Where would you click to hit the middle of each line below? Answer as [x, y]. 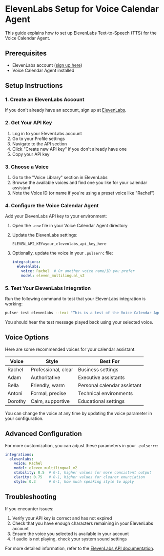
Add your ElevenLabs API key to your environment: [56, 216]
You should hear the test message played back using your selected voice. [79, 322]
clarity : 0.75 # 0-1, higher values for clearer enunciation [80, 477]
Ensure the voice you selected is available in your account [71, 534]
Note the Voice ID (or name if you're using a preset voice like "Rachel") [83, 193]
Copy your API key [31, 154]
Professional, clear [52, 369]
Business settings [98, 369]
